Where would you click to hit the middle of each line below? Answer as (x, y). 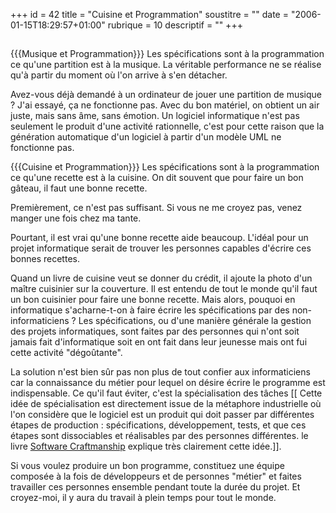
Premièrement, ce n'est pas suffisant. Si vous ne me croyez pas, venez (156, 208)
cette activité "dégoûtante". (66, 353)
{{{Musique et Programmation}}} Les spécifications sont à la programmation (167, 54)
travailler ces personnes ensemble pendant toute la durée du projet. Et (155, 487)
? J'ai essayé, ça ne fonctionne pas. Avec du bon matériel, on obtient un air (165, 105)
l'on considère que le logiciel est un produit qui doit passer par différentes (162, 415)
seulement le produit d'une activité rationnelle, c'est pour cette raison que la (167, 126)
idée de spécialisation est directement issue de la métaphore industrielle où (166, 404)
